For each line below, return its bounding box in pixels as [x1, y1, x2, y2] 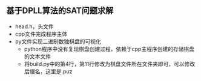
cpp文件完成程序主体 [15, 30, 68, 37]
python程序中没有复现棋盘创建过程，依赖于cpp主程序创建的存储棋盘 [24, 45, 195, 52]
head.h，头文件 [15, 23, 54, 30]
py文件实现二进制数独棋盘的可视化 [15, 38, 101, 45]
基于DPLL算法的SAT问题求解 [6, 5, 114, 16]
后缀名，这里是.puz [24, 68, 73, 75]
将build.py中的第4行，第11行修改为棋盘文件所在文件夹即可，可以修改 [24, 60, 196, 67]
